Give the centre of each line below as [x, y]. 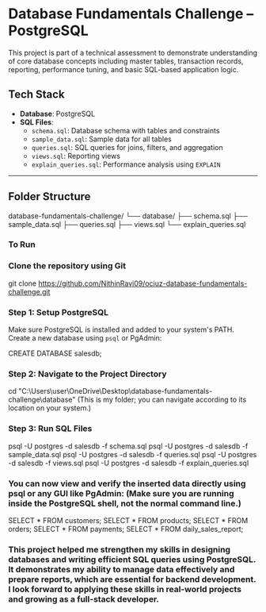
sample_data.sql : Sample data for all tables [101, 139]
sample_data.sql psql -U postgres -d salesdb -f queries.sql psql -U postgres [133, 454]
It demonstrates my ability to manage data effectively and [122, 569]
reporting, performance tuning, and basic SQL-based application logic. [123, 69]
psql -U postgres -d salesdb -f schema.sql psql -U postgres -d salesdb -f [128, 446]
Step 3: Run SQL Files [50, 429]
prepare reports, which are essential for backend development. [132, 579]
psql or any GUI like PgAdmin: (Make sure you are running [122, 493]
